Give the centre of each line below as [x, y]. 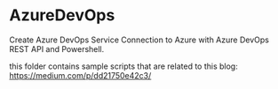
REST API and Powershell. [57, 48]
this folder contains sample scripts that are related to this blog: [123, 66]
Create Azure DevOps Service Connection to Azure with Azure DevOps [139, 40]
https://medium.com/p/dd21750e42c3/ [80, 75]
